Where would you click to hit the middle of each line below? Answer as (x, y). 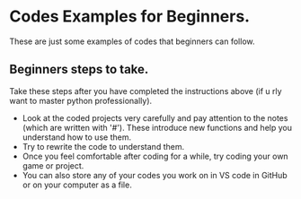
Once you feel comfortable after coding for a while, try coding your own (155, 156)
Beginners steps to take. (79, 69)
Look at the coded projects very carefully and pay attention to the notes (155, 117)
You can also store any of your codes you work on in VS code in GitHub (155, 175)
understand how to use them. (77, 137)
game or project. (53, 165)
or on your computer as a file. (77, 185)
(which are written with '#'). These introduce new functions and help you (157, 127)
